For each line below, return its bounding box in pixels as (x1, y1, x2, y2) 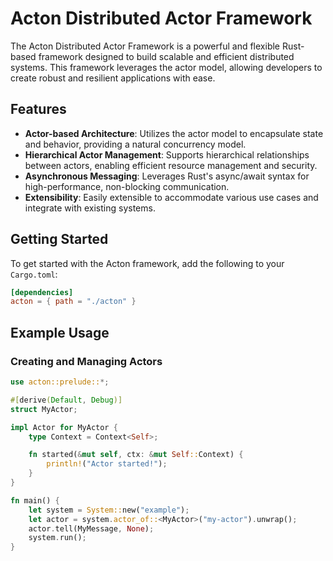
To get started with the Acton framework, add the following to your (10, 257, 285, 269)
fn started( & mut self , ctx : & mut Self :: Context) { (28, 450, 244, 460)
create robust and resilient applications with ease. (10, 72, 216, 84)
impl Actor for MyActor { (10, 422, 118, 432)
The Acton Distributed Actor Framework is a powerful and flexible (10, 40, 281, 52)
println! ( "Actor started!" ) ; (46, 459, 168, 469)
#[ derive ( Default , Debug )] (10, 395, 123, 405)
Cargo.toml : (10, 268, 58, 280)
